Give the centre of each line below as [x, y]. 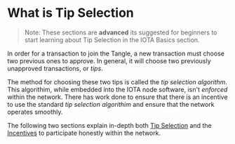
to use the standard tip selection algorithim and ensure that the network [111, 104]
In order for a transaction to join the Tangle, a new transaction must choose [116, 53]
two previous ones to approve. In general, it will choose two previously [109, 60]
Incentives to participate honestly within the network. [84, 133]
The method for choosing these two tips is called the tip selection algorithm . [117, 81]
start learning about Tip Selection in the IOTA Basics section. [112, 39]
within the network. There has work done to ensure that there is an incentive [117, 97]
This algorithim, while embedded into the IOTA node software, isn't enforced [117, 89]
